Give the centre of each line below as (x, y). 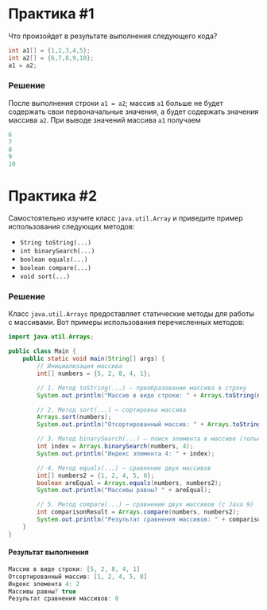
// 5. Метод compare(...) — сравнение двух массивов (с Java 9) (145, 505)
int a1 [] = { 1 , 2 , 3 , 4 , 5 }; (49, 50)
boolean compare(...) (55, 268)
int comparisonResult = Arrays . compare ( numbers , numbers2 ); (138, 512)
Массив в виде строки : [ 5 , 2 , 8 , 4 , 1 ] (74, 569)
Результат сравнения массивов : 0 (64, 599)
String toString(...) (55, 243)
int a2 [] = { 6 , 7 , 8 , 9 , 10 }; (51, 58)
